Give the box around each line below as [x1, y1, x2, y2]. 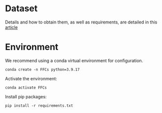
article [5, 24, 18, 30]
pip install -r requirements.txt [5, 103, 73, 108]
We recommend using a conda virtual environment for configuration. [5, 57, 143, 64]
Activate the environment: [5, 75, 57, 81]
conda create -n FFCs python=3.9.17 [5, 67, 80, 72]
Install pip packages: [5, 93, 47, 99]
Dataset [5, 3, 38, 14]
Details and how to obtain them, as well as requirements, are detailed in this [5, 19, 158, 25]
